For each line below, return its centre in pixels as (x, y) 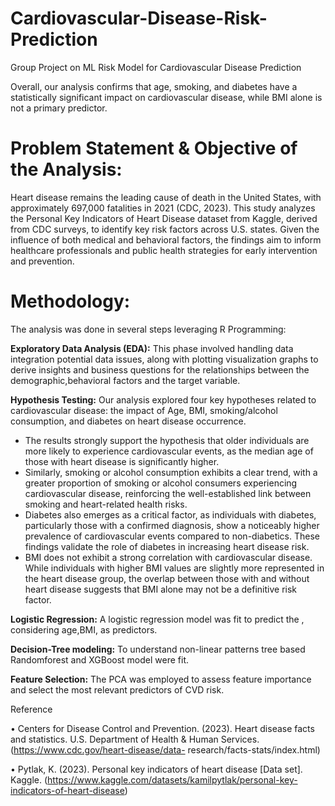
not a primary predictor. (59, 108)
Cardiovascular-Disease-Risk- (139, 18)
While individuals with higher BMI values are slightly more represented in (174, 568)
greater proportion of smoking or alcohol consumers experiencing (161, 483)
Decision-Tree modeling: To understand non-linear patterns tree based (158, 649)
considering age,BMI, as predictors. (84, 629)
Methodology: (70, 301)
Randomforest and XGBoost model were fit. (100, 659)
